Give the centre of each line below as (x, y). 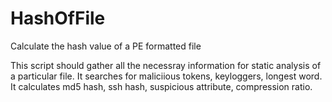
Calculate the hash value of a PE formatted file (106, 46)
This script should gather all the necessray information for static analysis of (166, 65)
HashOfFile (58, 18)
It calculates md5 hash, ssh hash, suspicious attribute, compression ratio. (161, 86)
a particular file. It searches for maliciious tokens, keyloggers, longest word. (166, 76)
